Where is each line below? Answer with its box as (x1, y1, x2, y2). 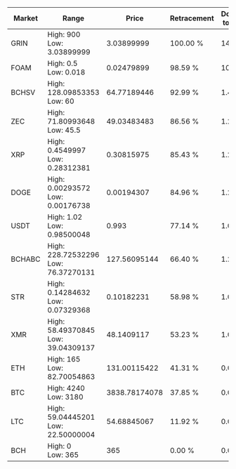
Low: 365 (47, 450, 79, 459)
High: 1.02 (47, 212, 83, 222)
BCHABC (11, 254, 41, 264)
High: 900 (47, 29, 81, 39)
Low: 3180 (47, 392, 84, 402)
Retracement (169, 13, 214, 23)
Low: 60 (47, 96, 75, 106)
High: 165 (47, 355, 81, 364)
